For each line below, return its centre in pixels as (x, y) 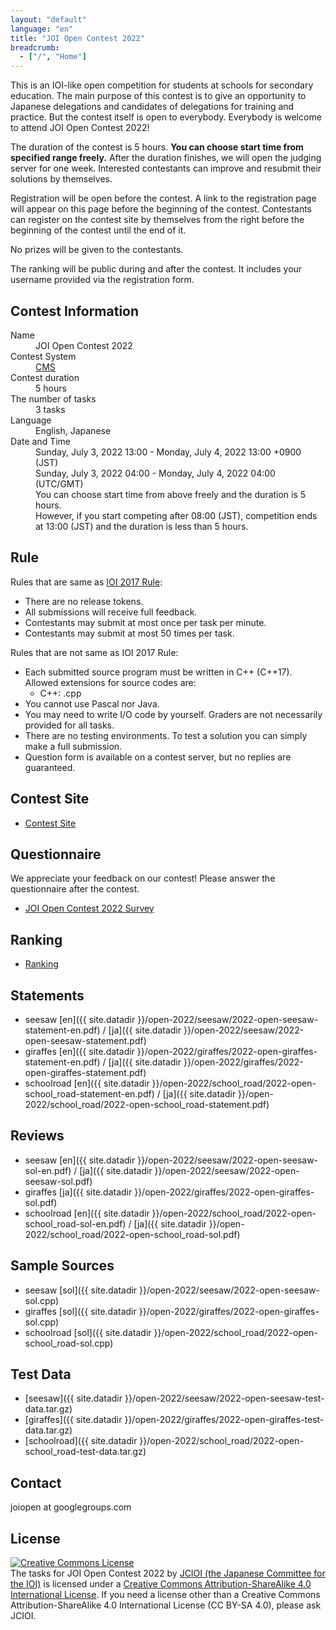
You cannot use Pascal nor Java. (92, 703)
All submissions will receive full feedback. (111, 612)
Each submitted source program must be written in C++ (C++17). (158, 672)
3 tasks (50, 409)
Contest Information (75, 311)
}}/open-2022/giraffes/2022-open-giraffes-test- (224, 1420)
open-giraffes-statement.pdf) (85, 1072)
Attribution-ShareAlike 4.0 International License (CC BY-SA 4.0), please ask (166, 1605)
